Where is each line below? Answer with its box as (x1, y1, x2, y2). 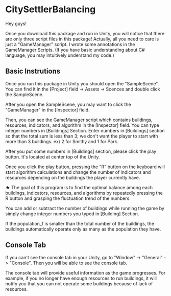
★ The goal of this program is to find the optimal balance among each (5, 184, 153, 190)
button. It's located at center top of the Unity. (5, 153, 101, 160)
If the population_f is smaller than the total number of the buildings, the (5, 220, 155, 226)
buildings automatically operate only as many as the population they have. (5, 226, 161, 232)
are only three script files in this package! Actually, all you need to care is (5, 36, 159, 42)
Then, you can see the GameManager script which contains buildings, (5, 117, 153, 123)
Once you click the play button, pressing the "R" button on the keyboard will (5, 164, 165, 170)
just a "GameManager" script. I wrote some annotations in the (5, 41, 135, 47)
